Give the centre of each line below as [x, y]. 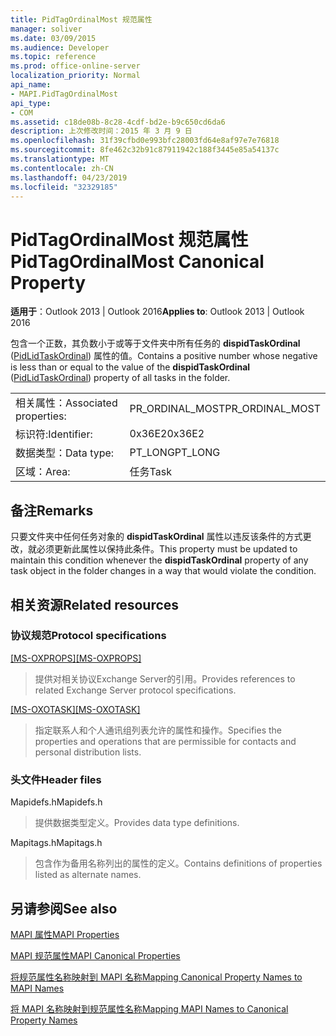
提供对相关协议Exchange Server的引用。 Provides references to [165, 678]
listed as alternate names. [88, 875]
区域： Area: [43, 472]
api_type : [31, 103]
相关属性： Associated [66, 403]
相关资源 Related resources [95, 604]
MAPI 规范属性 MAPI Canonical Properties [95, 955]
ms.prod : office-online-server [75, 66]
